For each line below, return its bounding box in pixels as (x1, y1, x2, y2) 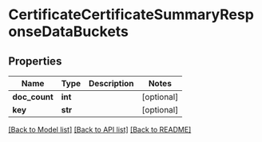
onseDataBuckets (8, 22, 129, 41)
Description (88, 78, 134, 89)
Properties (8, 54, 62, 68)
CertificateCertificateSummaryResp (8, 6, 254, 24)
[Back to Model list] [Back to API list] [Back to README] (8, 125, 192, 134)
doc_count (12, 92, 54, 102)
